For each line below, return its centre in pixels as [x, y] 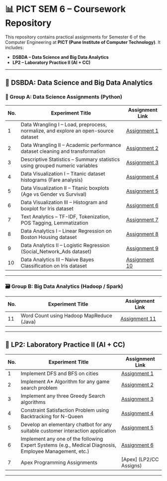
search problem [39, 387]
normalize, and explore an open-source [67, 130]
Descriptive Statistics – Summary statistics [70, 159]
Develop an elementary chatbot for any [66, 424]
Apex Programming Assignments [59, 462]
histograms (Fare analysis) [52, 180]
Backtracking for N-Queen [52, 416]
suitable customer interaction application [68, 431]
